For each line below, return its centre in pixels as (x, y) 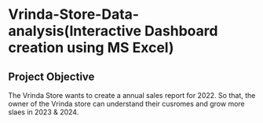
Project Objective (51, 76)
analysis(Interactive (75, 31)
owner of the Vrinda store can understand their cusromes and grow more (126, 104)
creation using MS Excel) (91, 48)
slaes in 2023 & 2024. (44, 112)
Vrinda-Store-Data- (74, 14)
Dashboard (181, 31)
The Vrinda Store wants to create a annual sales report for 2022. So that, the (132, 95)
